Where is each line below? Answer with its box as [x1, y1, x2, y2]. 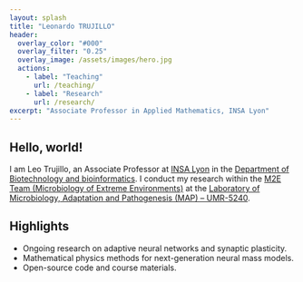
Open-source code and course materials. [22, 262, 177, 273]
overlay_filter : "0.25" [17, 47, 107, 56]
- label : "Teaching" [25, 73, 103, 82]
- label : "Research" [25, 89, 103, 98]
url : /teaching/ [33, 81, 95, 90]
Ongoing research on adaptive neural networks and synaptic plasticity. [22, 242, 288, 254]
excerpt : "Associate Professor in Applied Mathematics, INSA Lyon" [9, 106, 270, 115]
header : [9, 30, 39, 39]
